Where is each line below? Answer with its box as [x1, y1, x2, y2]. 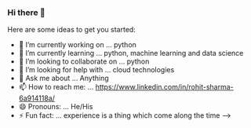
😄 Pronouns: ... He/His [18, 102, 93, 112]
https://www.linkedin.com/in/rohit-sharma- [95, 82, 234, 92]
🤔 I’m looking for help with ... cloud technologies [18, 65, 175, 75]
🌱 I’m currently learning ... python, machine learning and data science [18, 49, 244, 58]
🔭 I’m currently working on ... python [18, 40, 136, 49]
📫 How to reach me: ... [18, 82, 94, 92]
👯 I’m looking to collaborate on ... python [18, 57, 150, 66]
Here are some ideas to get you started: [7, 25, 136, 35]
